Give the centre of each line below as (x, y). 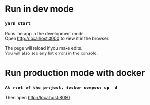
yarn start (18, 24)
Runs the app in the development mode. (45, 34)
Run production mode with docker (75, 73)
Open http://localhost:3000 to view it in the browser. (57, 39)
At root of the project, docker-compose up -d (61, 87)
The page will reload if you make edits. (44, 48)
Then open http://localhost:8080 (38, 97)
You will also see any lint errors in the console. (51, 53)
